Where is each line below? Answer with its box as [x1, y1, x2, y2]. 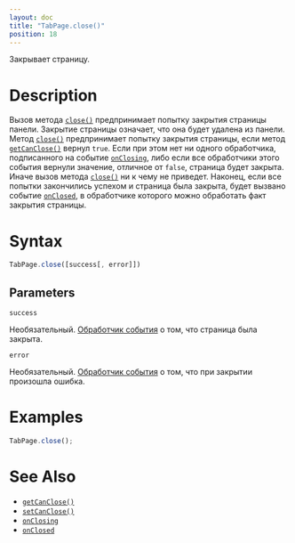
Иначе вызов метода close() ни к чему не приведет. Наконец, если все [9, 171, 282, 182]
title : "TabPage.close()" [9, 21, 105, 30]
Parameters [9, 285, 76, 300]
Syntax [9, 231, 63, 251]
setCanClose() [21, 507, 75, 516]
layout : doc [9, 12, 53, 22]
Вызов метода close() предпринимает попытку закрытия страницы [9, 115, 267, 126]
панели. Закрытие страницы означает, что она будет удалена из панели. [9, 124, 286, 134]
